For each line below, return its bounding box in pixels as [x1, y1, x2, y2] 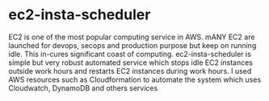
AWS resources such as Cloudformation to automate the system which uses [8, 75, 262, 84]
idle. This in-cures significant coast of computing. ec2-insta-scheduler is [8, 49, 252, 59]
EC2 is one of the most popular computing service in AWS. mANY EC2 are [8, 32, 255, 42]
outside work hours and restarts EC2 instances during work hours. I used [8, 66, 252, 75]
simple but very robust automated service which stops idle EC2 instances [8, 58, 253, 67]
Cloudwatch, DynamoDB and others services [8, 83, 158, 93]
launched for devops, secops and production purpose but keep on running [8, 40, 257, 50]
